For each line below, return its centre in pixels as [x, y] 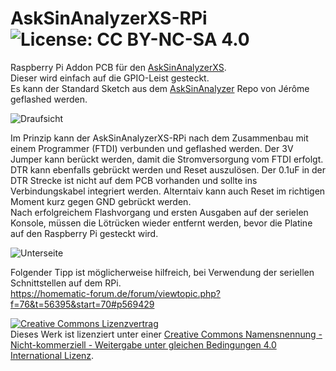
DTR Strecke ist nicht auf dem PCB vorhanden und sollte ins [134, 180]
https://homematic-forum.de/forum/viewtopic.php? [116, 293]
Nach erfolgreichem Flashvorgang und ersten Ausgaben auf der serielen [159, 212]
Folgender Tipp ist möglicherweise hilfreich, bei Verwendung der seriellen [162, 272]
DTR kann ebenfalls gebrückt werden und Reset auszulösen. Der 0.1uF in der [168, 169]
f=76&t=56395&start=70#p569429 [82, 304]
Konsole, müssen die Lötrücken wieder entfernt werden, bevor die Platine [161, 223]
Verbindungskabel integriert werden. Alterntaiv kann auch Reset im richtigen [168, 191]
